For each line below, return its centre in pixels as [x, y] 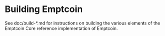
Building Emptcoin [44, 9]
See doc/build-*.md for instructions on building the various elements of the [82, 23]
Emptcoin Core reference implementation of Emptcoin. [61, 28]
